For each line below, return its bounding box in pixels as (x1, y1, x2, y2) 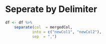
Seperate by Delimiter (5, 3, 97, 15)
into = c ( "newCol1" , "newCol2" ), (31, 29, 101, 34)
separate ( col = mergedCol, (14, 24, 72, 29)
